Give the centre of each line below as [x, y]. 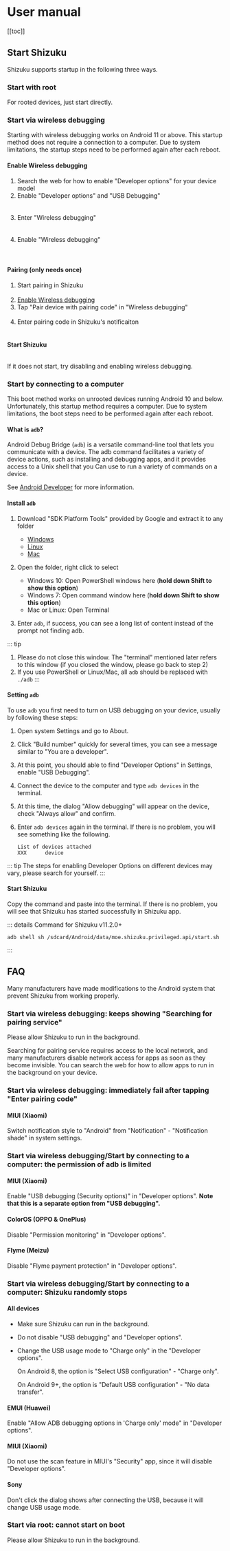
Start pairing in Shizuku [50, 285]
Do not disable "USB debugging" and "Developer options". [100, 1337]
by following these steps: [43, 717]
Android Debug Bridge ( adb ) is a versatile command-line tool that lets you [111, 444]
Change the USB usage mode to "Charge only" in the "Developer [109, 1350]
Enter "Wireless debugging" [56, 217]
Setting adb [23, 695]
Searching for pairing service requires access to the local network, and [107, 1051]
